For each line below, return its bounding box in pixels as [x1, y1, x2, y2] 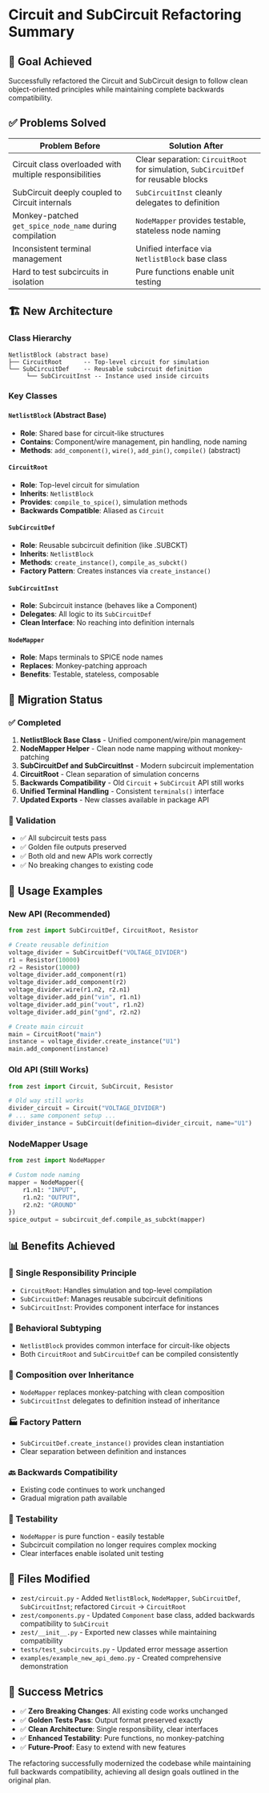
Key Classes [8, 390, 58, 402]
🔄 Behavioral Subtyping [8, 1322, 102, 1334]
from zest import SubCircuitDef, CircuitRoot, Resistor [8, 926, 199, 935]
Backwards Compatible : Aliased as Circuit [19, 505, 165, 515]
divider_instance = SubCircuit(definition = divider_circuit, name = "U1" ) [8, 1119, 252, 1128]
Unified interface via [135, 243, 212, 254]
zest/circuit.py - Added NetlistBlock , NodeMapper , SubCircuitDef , [19, 1593, 241, 1603]
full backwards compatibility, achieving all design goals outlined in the [8, 1767, 239, 1776]
